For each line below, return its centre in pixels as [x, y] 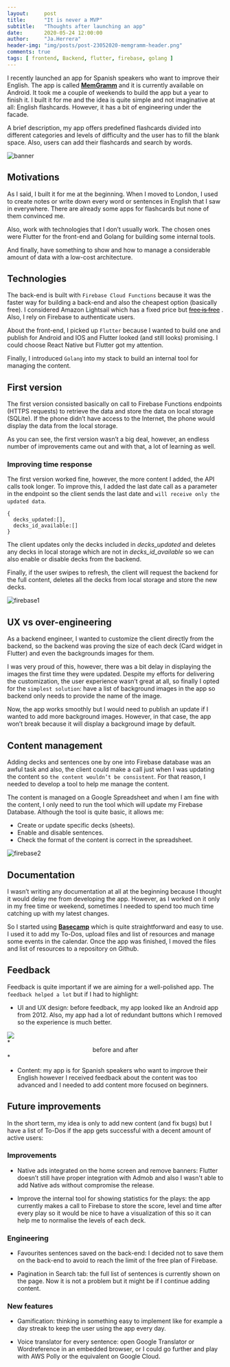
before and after [115, 1049]
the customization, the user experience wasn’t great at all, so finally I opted [113, 681]
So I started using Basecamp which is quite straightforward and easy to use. [115, 927]
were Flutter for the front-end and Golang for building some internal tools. [111, 236]
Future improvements [54, 1107]
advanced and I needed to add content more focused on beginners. [113, 1085]
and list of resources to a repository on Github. [73, 948]
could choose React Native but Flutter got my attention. [85, 345]
